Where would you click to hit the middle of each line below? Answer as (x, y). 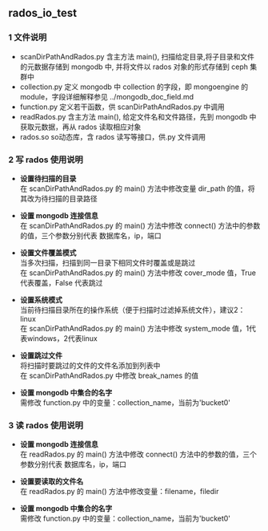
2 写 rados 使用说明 (46, 160)
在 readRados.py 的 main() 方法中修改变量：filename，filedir (119, 492)
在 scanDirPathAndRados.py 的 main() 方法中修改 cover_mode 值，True (138, 273)
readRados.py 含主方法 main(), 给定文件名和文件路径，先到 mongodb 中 (138, 116)
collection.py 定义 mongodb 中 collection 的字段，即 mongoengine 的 (134, 87)
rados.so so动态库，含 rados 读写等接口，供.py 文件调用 (113, 136)
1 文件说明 (28, 38)
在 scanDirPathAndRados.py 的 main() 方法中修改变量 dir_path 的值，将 (138, 188)
